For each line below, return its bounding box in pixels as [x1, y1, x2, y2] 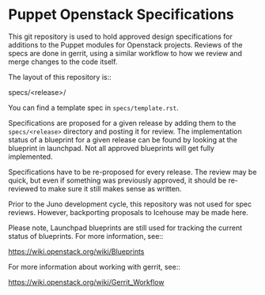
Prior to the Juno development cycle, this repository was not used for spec [8, 199, 252, 209]
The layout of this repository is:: [8, 72, 112, 81]
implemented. [8, 152, 53, 161]
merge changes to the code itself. [8, 57, 118, 66]
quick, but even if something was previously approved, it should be [8, 176, 227, 185]
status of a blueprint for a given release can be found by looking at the [8, 134, 237, 144]
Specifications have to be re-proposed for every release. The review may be [8, 167, 257, 176]
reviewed [8, 183, 39, 193]
